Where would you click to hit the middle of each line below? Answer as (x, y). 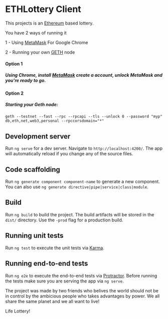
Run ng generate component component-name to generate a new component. (83, 182)
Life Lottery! (18, 311)
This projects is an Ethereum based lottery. (49, 23)
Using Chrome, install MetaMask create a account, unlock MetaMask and (84, 75)
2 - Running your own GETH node (40, 52)
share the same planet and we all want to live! (52, 301)
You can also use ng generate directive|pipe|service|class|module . (77, 187)
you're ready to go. (26, 81)
